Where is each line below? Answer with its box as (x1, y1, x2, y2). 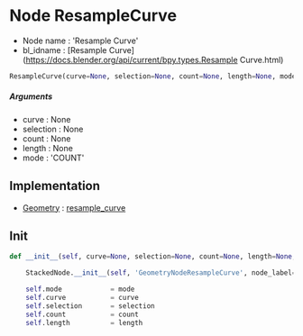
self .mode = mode (25, 285, 135, 294)
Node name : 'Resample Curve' (22, 35, 139, 46)
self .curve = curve (25, 294, 140, 303)
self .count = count (25, 310, 140, 319)
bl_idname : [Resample (22, 44, 107, 55)
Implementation (9, 178, 101, 194)
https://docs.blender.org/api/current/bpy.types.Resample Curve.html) (25, 54, 284, 65)
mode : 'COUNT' (22, 152, 85, 163)
